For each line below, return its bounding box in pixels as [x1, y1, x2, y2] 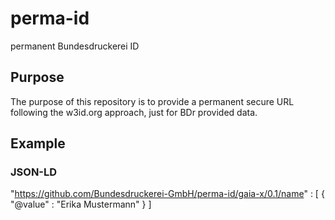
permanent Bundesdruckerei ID [10, 40, 140, 52]
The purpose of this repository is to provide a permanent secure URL [10, 95, 295, 107]
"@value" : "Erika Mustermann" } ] [10, 198, 152, 211]
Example [10, 135, 66, 152]
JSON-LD [10, 165, 58, 179]
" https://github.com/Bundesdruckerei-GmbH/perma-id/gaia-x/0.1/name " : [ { [10, 188, 325, 200]
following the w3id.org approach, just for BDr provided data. [10, 106, 258, 118]
